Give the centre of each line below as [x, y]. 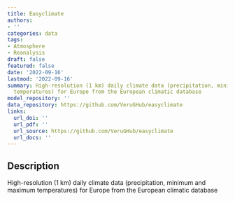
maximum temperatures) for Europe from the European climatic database [113, 190]
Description [33, 166]
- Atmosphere [26, 46]
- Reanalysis [26, 53]
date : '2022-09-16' [36, 72]
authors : [20, 20]
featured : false [31, 66]
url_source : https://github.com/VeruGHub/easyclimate [93, 131]
